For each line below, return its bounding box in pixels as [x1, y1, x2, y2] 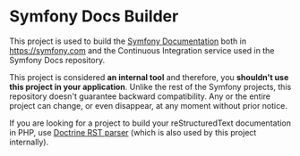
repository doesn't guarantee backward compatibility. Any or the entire [9, 91, 271, 102]
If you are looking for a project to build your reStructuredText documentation [9, 118, 292, 128]
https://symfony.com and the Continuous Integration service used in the [9, 45, 275, 55]
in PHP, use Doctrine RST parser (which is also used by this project [9, 127, 257, 137]
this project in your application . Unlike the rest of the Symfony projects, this [9, 81, 292, 92]
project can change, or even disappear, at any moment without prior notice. [9, 100, 288, 111]
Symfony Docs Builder [9, 6, 179, 27]
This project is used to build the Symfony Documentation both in [9, 36, 247, 46]
